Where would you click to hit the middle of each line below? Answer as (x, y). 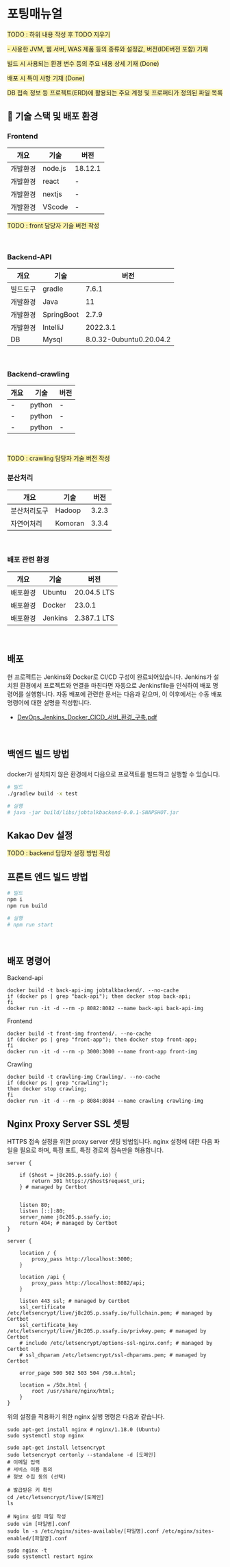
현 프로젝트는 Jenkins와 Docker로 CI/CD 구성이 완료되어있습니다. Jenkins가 (110, 677)
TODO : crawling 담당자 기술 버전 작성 (59, 458)
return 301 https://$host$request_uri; (89, 1181)
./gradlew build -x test (42, 793)
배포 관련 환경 (28, 560)
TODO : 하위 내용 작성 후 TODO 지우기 (59, 34)
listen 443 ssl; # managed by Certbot (75, 1301)
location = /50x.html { (53, 1385)
